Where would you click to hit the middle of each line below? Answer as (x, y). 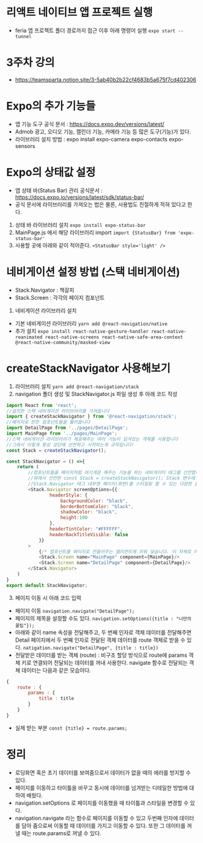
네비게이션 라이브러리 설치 (46, 311)
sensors (25, 146)
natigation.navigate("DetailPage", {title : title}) (91, 648)
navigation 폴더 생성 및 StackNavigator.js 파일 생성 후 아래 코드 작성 (96, 394)
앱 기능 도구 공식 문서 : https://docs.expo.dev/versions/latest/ (90, 124)
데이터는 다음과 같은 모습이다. (56, 670)
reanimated (29, 337)
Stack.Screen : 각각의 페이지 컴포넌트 (60, 297)
